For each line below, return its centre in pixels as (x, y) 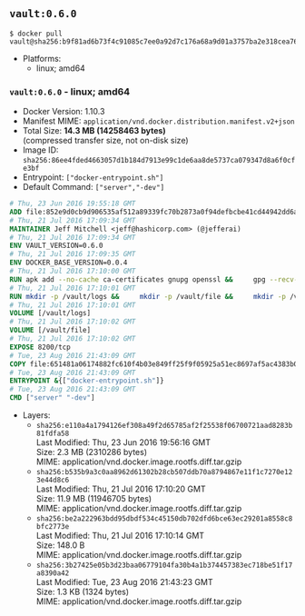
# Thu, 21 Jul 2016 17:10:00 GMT (73, 272)
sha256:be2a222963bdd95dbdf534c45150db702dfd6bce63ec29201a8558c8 (164, 519)
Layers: (36, 415)
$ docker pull (36, 34)
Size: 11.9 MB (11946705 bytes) (94, 499)
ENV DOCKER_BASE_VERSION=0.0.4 (69, 263)
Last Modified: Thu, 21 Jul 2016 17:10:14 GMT (120, 536)
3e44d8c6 (53, 481)
